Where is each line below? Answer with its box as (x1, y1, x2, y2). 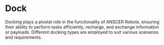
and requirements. (5, 34, 42, 40)
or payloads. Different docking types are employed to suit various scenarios (5, 29, 159, 35)
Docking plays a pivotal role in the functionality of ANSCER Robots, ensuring (5, 19, 160, 25)
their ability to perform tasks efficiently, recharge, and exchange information (5, 24, 160, 30)
